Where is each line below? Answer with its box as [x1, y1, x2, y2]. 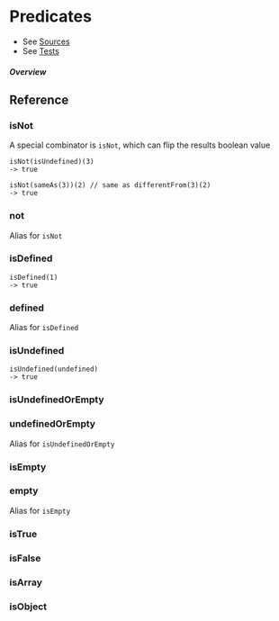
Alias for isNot [9, 229, 63, 240]
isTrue [9, 527, 38, 540]
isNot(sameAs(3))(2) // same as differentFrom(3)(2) [9, 181, 211, 190]
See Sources [22, 36, 70, 47]
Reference [9, 92, 69, 107]
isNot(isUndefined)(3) [9, 157, 94, 166]
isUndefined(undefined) [9, 364, 99, 374]
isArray [9, 576, 43, 589]
